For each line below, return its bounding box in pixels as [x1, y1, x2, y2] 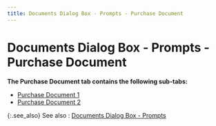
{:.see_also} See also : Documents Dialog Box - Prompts [7, 111, 167, 119]
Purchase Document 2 [17, 98, 81, 106]
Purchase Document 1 [17, 90, 80, 98]
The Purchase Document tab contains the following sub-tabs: [7, 77, 188, 85]
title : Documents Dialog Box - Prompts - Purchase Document [7, 10, 184, 17]
